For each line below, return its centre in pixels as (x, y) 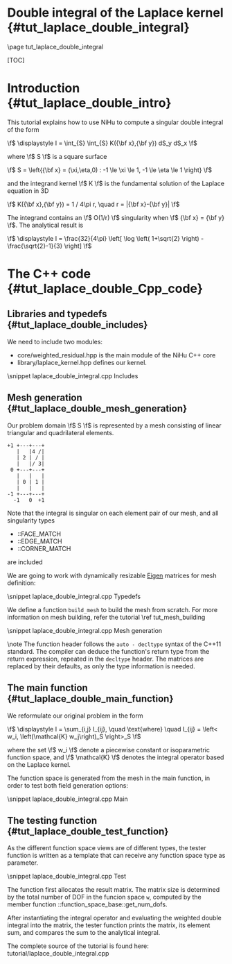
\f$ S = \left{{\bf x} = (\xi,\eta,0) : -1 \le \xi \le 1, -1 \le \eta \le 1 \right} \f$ (110, 170)
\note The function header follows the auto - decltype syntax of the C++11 (114, 644)
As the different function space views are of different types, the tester (107, 848)
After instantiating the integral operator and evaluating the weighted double (114, 918)
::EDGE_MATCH (39, 541)
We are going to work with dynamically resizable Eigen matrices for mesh (112, 575)
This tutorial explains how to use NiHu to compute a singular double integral (115, 122)
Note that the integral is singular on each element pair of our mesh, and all (113, 513)
